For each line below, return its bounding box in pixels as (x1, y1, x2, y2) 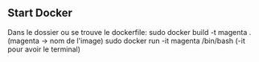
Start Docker (7, 6, 73, 20)
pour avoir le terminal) (7, 44, 81, 54)
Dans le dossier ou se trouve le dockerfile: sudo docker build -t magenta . (7, 27, 252, 37)
